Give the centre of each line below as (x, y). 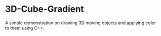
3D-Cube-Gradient (44, 9)
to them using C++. (25, 28)
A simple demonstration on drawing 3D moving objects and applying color (81, 23)
